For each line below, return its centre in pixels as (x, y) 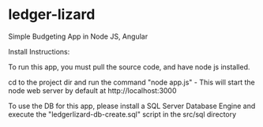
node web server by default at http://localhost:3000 (92, 90)
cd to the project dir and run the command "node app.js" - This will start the (131, 82)
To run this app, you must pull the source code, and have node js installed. (129, 67)
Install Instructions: (39, 51)
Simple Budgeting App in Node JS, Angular (78, 36)
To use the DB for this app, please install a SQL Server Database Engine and (132, 106)
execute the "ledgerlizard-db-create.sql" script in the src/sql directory (122, 114)
